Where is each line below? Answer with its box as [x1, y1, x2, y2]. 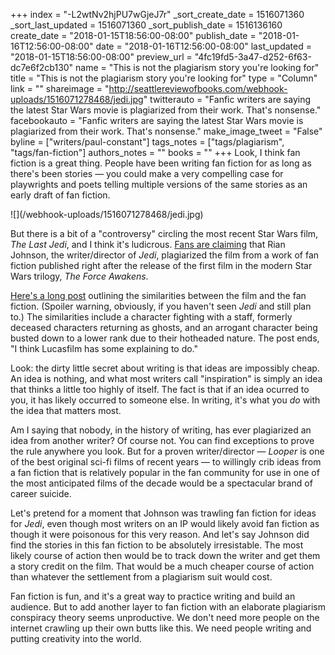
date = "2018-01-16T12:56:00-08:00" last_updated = [95, 40, 313, 52]
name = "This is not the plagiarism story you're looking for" [75, 62, 320, 73]
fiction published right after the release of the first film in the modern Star [10, 260, 313, 271]
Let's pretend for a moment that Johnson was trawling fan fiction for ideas [10, 507, 317, 519]
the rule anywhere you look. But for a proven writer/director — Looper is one [10, 445, 325, 457]
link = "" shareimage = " [10, 83, 110, 94]
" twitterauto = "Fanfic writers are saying [143, 94, 312, 105]
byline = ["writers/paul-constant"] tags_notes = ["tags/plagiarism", [10, 136, 285, 148]
